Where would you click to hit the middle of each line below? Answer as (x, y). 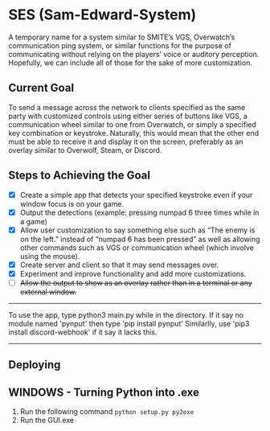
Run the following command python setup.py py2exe (107, 412)
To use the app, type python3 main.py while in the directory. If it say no (126, 314)
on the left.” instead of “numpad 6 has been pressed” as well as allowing (140, 239)
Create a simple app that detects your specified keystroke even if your (136, 195)
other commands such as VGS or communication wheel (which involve (137, 248)
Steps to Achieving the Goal (80, 176)
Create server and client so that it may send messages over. (119, 265)
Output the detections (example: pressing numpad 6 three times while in (139, 212)
